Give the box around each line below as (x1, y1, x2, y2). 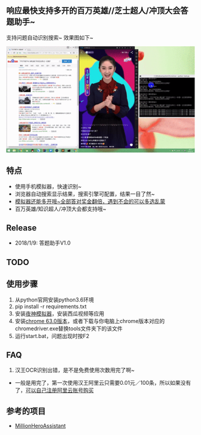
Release (6, 223, 37, 233)
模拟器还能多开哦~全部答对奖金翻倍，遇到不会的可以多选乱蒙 (14, 197, 166, 205)
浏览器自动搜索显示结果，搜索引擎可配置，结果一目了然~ (14, 190, 156, 197)
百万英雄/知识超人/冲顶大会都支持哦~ (14, 205, 106, 212)
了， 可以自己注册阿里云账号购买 (14, 387, 94, 394)
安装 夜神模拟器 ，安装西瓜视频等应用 (14, 310, 105, 317)
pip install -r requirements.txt (14, 303, 87, 310)
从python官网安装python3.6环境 (14, 296, 95, 303)
